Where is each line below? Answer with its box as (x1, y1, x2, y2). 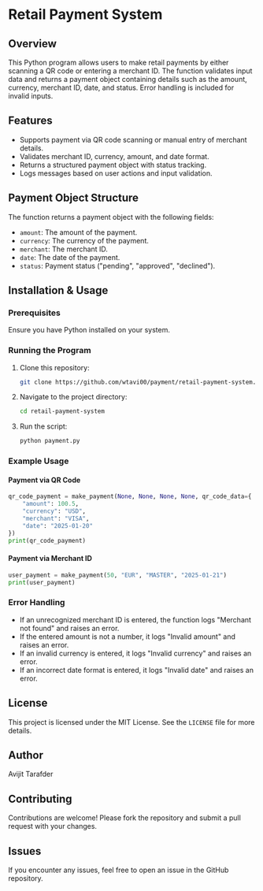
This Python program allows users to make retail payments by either (8, 58, 229, 67)
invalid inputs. (8, 91, 54, 100)
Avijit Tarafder (8, 770, 54, 779)
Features (8, 114, 53, 128)
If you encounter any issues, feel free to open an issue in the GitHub (8, 865, 229, 874)
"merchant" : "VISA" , (22, 514, 90, 522)
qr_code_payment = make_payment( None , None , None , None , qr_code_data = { (8, 492, 252, 501)
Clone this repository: (19, 362, 90, 372)
